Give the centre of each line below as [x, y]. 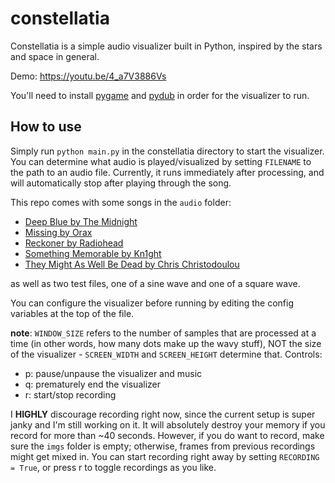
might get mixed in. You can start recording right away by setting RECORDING [165, 456]
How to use [46, 127]
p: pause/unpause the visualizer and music [113, 373]
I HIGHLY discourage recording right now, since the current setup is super [163, 414]
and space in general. [55, 56]
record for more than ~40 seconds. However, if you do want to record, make [167, 435]
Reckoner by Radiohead [74, 243]
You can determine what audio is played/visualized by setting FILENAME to [161, 161]
